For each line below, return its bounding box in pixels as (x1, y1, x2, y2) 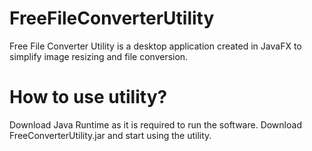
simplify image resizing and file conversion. (9, 50, 189, 62)
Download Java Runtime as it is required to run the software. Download (9, 118, 302, 131)
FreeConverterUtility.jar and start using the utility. (9, 129, 212, 141)
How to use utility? (9, 86, 168, 109)
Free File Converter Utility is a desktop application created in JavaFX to (9, 40, 302, 52)
